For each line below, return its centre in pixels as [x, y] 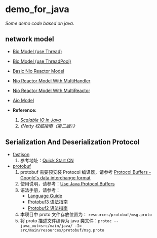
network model [30, 39]
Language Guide [45, 196]
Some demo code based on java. [40, 23]
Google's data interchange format [55, 177]
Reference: [25, 110]
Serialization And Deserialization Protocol [72, 142]
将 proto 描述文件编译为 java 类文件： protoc [66, 220]
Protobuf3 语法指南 [48, 202]
